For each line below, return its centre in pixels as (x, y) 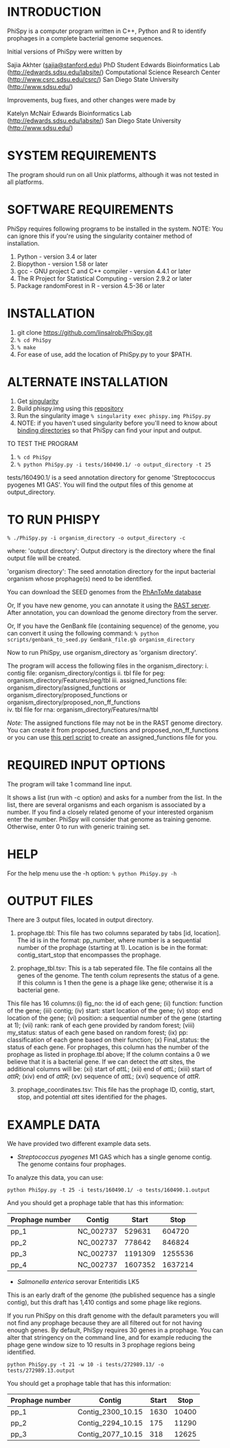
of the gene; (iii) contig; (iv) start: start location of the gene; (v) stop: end (110, 1011)
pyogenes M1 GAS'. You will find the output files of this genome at (100, 484)
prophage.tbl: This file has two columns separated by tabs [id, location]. (119, 933)
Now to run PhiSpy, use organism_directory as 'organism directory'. (102, 652)
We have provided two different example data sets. (79, 1144)
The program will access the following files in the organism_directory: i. (108, 666)
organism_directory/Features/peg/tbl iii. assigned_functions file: (97, 680)
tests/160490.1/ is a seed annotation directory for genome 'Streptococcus (111, 477)
